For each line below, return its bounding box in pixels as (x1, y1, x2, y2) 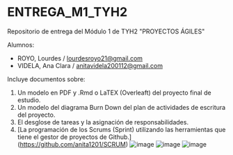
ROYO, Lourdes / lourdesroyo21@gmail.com (17, 54, 143, 63)
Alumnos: (7, 40, 35, 49)
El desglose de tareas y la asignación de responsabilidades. (17, 117, 189, 126)
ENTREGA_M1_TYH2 (7, 4, 128, 20)
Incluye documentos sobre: (7, 74, 86, 83)
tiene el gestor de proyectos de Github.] (17, 133, 132, 141)
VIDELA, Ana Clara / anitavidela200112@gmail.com (17, 61, 163, 70)
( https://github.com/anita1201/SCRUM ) (17, 140, 129, 148)
